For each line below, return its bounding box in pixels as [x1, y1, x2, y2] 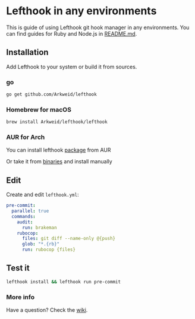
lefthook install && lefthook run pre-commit [6, 279, 121, 285]
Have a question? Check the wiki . [6, 307, 88, 314]
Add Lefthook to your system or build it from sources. [6, 63, 137, 70]
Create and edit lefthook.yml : [6, 191, 79, 198]
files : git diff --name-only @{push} [21, 236, 116, 242]
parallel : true [11, 208, 49, 214]
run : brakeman [21, 225, 58, 230]
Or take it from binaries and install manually [6, 158, 113, 165]
